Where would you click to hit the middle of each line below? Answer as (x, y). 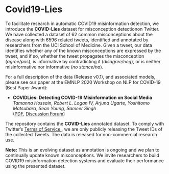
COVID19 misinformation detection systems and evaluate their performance (85, 160)
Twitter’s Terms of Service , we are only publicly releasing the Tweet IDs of (84, 129)
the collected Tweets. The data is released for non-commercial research (81, 134)
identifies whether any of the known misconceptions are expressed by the (83, 51)
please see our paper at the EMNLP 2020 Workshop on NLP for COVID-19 (83, 82)
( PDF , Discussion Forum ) (39, 114)
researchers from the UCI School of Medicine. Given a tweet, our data (79, 45)
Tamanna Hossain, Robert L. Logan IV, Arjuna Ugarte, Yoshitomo (81, 103)
